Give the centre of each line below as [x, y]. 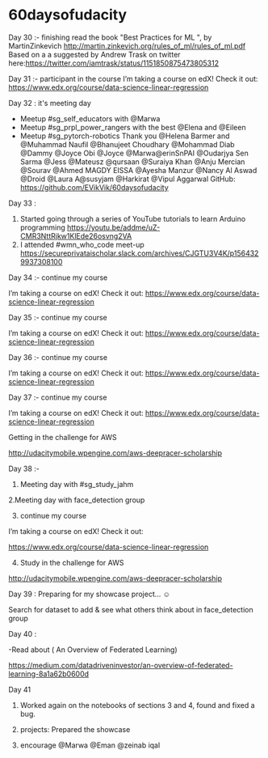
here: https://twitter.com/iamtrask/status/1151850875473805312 [114, 63]
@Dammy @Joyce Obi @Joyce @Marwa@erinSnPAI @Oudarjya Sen [134, 153]
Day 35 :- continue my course [58, 317]
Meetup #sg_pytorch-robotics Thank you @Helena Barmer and [125, 136]
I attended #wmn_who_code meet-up [82, 244]
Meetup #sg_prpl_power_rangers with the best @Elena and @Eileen [133, 127]
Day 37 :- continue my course [58, 397]
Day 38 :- [24, 468]
